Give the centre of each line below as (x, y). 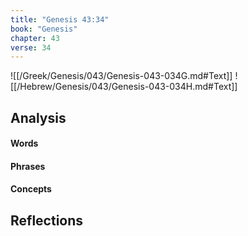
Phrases (28, 166)
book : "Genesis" (44, 29)
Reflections (47, 220)
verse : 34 (31, 47)
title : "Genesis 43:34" (60, 19)
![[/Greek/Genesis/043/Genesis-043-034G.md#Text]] (121, 76)
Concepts (31, 189)
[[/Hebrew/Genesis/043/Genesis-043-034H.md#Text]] (124, 87)
